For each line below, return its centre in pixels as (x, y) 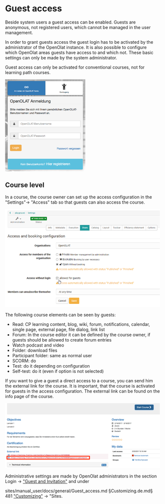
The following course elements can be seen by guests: (60, 315)
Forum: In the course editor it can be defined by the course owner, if (81, 335)
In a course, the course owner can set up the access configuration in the (79, 197)
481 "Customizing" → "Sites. (34, 496)
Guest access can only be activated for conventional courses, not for (75, 67)
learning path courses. (28, 72)
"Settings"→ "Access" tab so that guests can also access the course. (75, 202)
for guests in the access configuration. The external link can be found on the (82, 391)
